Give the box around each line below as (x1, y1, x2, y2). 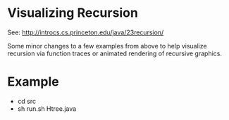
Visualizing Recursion (7, 5, 139, 21)
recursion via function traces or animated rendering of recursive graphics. (7, 49, 222, 58)
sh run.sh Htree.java (17, 104, 77, 113)
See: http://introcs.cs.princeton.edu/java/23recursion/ (7, 28, 164, 36)
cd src (17, 97, 37, 105)
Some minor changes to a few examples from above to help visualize (7, 41, 207, 50)
